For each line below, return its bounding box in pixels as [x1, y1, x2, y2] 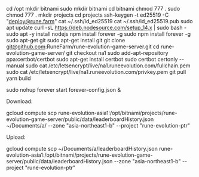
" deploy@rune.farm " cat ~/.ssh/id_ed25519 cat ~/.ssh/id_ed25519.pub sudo [6, 18, 193, 24]
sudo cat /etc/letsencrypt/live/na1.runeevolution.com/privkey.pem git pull [6, 69, 186, 75]
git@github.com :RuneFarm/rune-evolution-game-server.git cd [6, 43, 160, 50]
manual [6, 62, 25, 69]
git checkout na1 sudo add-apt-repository [66, 49, 169, 56]
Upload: [6, 133, 26, 141]
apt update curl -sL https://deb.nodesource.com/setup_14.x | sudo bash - [6, 24, 187, 31]
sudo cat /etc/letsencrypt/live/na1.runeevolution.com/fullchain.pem [25, 62, 191, 69]
